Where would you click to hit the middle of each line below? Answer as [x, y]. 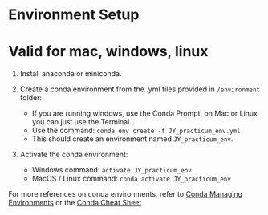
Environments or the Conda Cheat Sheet [75, 203]
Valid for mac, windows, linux [108, 52]
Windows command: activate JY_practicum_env [112, 170]
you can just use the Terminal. [82, 122]
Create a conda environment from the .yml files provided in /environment [140, 89]
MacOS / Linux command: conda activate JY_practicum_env [131, 179]
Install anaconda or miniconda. [71, 74]
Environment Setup [74, 15]
